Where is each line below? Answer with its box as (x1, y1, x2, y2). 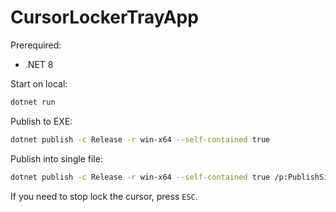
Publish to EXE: (10, 115, 73, 127)
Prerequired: (10, 39, 62, 51)
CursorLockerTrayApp (10, 6, 199, 29)
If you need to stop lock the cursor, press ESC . (10, 190, 198, 202)
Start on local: (10, 77, 68, 90)
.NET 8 (24, 58, 54, 70)
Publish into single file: (10, 152, 103, 165)
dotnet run (10, 97, 56, 107)
